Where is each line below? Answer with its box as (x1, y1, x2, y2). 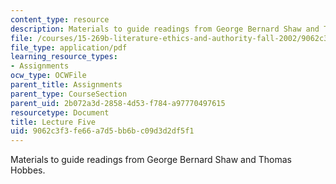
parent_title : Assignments (10, 80, 123, 90)
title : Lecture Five (10, 117, 97, 127)
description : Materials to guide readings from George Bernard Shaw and (10, 24, 320, 34)
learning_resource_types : (10, 52, 118, 62)
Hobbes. (10, 164, 46, 176)
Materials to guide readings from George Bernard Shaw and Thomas (10, 154, 292, 166)
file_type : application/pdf (10, 42, 128, 53)
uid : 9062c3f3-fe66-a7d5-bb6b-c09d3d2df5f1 (10, 126, 195, 136)
